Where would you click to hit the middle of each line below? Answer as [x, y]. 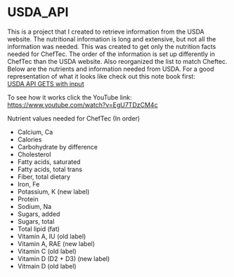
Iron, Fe [28, 184]
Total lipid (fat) [38, 229]
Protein [28, 199]
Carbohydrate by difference [58, 147]
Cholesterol [34, 154]
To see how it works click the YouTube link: [70, 97]
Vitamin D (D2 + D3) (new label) [64, 258]
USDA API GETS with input [46, 83]
